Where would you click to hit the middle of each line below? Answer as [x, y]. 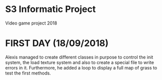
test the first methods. [28, 73]
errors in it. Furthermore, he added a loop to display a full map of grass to [81, 67]
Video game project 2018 [31, 23]
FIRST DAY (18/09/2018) [57, 43]
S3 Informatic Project [51, 9]
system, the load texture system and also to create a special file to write [80, 62]
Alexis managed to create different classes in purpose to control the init [79, 57]
